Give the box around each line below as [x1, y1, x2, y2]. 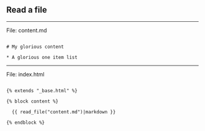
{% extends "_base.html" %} [6, 87, 78, 93]
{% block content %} [6, 98, 59, 104]
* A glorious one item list [6, 54, 78, 60]
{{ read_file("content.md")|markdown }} [12, 109, 116, 115]
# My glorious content [6, 44, 64, 50]
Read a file [6, 5, 48, 15]
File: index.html [6, 70, 45, 78]
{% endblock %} [6, 119, 45, 126]
